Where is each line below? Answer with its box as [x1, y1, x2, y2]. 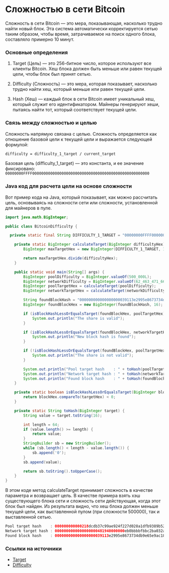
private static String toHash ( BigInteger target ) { [14, 408, 125, 413]
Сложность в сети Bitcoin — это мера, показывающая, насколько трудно [5, 20, 162, 26]
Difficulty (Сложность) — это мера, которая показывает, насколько [12, 81, 157, 87]
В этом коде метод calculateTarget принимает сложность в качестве [5, 487, 153, 493]
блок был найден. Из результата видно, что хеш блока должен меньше [5, 503, 158, 509]
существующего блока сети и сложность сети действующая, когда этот [5, 498, 161, 504]
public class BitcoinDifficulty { [5, 223, 78, 229]
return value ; [32, 431, 62, 437]
